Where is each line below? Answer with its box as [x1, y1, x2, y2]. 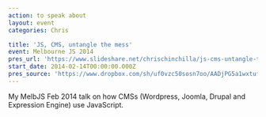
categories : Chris [8, 26, 69, 34]
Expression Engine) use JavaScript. [8, 100, 124, 109]
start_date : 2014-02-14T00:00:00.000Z [8, 62, 136, 71]
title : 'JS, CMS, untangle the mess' [8, 40, 133, 48]
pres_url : [8, 55, 41, 63]
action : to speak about [8, 11, 87, 20]
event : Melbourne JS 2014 [8, 48, 93, 56]
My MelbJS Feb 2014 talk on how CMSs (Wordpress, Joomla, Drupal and [8, 92, 245, 101]
